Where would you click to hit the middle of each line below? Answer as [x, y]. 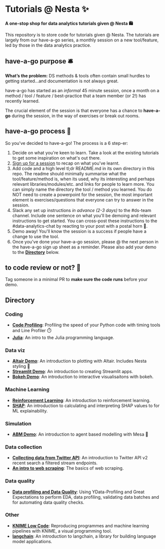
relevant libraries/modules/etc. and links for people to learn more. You [83, 184]
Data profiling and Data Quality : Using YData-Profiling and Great [78, 492]
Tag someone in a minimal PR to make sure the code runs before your [76, 279]
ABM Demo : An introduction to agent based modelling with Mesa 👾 [80, 434]
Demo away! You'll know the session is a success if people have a [79, 231]
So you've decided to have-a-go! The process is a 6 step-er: [66, 143]
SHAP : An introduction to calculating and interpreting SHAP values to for [86, 406]
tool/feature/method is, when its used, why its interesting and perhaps [83, 179]
